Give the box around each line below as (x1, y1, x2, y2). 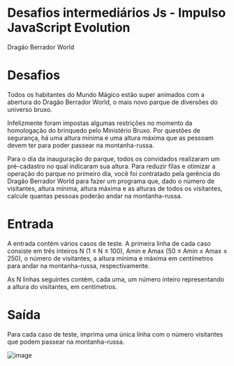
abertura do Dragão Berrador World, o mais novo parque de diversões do (7, 98, 218, 106)
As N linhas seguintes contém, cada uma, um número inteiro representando (7, 274, 225, 284)
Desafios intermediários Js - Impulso (7, 5, 226, 21)
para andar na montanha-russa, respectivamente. (7, 261, 150, 270)
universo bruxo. (7, 105, 52, 113)
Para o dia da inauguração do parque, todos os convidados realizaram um (7, 154, 220, 163)
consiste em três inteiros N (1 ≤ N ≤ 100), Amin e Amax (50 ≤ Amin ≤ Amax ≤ (7, 247, 228, 255)
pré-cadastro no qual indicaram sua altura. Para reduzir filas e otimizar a (7, 162, 216, 170)
